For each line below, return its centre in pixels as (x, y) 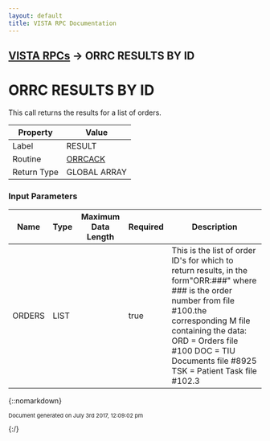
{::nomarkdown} (35, 401)
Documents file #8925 (214, 361)
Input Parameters (43, 196)
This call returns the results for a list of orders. (85, 112)
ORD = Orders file (205, 341)
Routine (27, 159)
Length (100, 237)
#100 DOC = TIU (203, 351)
